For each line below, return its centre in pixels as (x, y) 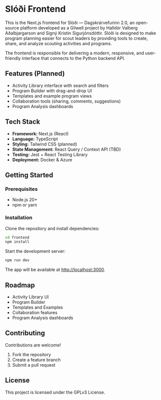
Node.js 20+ (25, 200)
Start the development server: (35, 251)
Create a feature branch (36, 360)
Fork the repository (32, 354)
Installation (19, 218)
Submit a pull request (34, 365)
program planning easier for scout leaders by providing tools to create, (77, 38)
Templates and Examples (38, 307)
